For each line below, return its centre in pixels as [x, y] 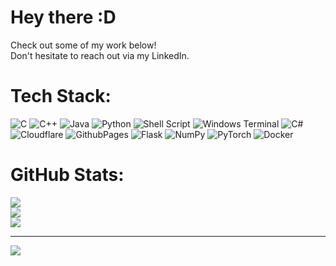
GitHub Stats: [67, 175]
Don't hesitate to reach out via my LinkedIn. [100, 55]
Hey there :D [63, 17]
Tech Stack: [61, 96]
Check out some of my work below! [83, 45]
